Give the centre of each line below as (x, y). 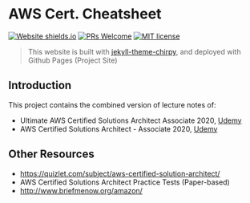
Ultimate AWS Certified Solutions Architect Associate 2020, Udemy (131, 120)
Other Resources (51, 154)
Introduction (40, 85)
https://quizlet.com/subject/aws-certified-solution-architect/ (120, 173)
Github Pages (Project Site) (73, 60)
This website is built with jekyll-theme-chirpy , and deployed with (135, 51)
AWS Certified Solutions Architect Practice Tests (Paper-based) (125, 182)
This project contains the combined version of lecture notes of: (112, 104)
